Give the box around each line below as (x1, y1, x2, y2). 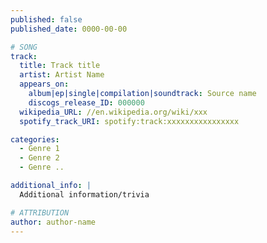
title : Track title (19, 61, 101, 71)
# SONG (10, 42, 38, 52)
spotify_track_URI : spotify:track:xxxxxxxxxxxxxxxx (19, 116, 240, 126)
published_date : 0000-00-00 (10, 24, 128, 34)
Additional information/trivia (19, 189, 150, 200)
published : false (10, 14, 83, 25)
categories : (10, 134, 60, 145)
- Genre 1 (19, 144, 60, 154)
